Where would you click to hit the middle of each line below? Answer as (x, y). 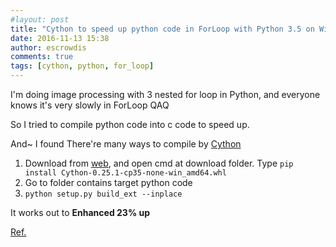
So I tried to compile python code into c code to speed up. (130, 124)
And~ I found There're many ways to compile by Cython (126, 144)
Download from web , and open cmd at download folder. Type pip (159, 163)
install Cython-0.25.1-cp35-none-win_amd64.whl (125, 173)
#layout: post (40, 19)
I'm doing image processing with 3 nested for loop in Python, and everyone (165, 94)
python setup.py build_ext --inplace (103, 194)
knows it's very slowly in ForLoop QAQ (90, 105)
